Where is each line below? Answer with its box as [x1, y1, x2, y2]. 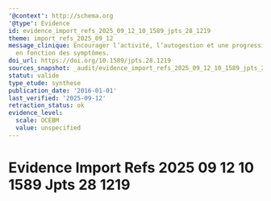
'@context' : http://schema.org [8, 11, 114, 20]
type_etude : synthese [8, 79, 81, 87]
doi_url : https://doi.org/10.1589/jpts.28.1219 [8, 57, 172, 65]
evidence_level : [8, 109, 63, 117]
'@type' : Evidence [8, 19, 70, 27]
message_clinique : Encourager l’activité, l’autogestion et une [8, 42, 229, 50]
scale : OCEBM [15, 117, 60, 125]
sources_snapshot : [8, 64, 70, 72]
